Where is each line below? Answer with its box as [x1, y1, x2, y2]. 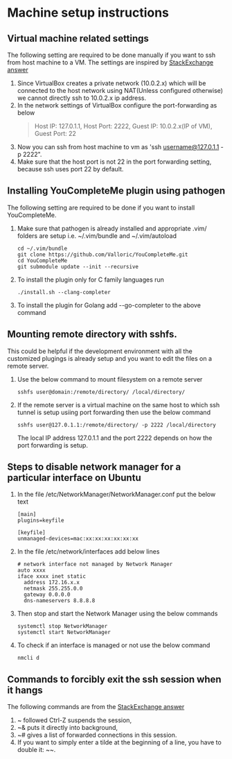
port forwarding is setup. [17, 441, 89, 449]
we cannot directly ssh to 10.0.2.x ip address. [17, 94, 147, 102]
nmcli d [17, 654, 39, 662]
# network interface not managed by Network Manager [17, 561, 173, 568]
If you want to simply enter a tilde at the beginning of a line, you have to [17, 738, 222, 747]
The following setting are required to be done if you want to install [7, 203, 195, 212]
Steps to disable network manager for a [7, 461, 181, 473]
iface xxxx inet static [17, 573, 87, 580]
